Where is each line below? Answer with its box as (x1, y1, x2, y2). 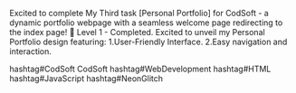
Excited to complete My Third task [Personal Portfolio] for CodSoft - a (9, 8, 269, 18)
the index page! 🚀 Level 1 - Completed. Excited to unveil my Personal (9, 27, 265, 37)
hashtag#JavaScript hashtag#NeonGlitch (9, 73, 164, 84)
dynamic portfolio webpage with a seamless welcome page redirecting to (9, 17, 283, 28)
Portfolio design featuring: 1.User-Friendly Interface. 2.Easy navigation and (9, 36, 288, 47)
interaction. (9, 46, 53, 57)
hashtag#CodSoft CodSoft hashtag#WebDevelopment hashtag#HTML (9, 63, 272, 74)
